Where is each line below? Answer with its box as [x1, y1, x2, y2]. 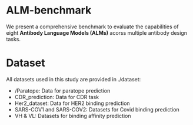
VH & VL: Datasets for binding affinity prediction [14, 112, 131, 119]
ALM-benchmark [6, 4, 92, 17]
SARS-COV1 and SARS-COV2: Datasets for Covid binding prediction [14, 106, 179, 113]
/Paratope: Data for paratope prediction [14, 87, 111, 94]
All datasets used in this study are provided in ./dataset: [6, 75, 141, 83]
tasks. [6, 35, 21, 42]
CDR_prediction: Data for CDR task [14, 93, 99, 100]
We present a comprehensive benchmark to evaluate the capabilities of [6, 23, 179, 30]
